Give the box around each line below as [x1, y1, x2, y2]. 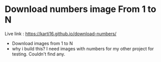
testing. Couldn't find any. [11, 51, 65, 57]
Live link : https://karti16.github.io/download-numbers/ [4, 30, 117, 36]
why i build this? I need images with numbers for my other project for [11, 45, 154, 51]
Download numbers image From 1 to [4, 3, 156, 15]
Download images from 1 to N [11, 40, 73, 46]
